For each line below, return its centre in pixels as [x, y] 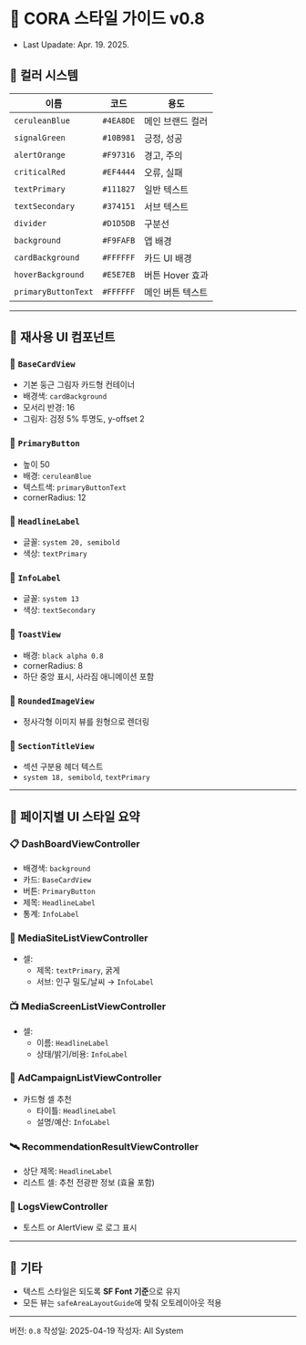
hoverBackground [49, 274]
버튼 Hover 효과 [177, 275]
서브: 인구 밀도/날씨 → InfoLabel [95, 982]
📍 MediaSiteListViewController [79, 938]
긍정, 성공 [163, 138]
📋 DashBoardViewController [75, 843]
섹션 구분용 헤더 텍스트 [63, 766]
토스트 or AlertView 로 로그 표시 [80, 1227]
